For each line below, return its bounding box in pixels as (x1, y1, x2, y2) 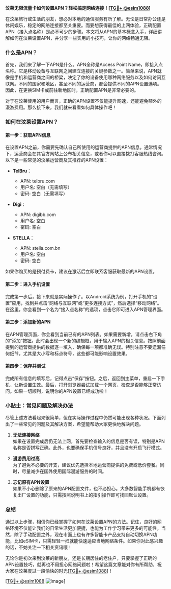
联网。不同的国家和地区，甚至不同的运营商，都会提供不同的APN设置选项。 (5, 81, 162, 87)
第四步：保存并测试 (5, 363, 46, 369)
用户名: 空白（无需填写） (20, 184, 72, 191)
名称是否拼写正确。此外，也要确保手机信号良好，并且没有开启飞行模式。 (12, 444, 164, 451)
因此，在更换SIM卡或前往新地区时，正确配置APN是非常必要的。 (5, 87, 139, 93)
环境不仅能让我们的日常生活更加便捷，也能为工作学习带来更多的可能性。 (9, 525, 161, 531)
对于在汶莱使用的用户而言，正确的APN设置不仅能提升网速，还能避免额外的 (5, 98, 162, 104)
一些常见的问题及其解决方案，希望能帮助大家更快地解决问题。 (14, 421, 144, 427)
